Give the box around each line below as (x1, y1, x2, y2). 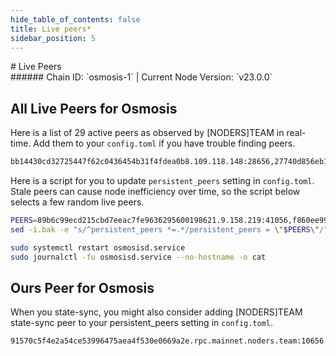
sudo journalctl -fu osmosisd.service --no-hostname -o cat (10, 252, 267, 262)
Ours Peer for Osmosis (10, 279, 155, 296)
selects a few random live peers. (10, 196, 145, 208)
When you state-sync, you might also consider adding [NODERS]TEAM (10, 306, 303, 318)
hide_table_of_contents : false (10, 14, 141, 25)
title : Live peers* (10, 24, 92, 34)
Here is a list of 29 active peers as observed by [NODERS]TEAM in (10, 127, 285, 139)
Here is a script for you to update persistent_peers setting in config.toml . (10, 175, 315, 187)
